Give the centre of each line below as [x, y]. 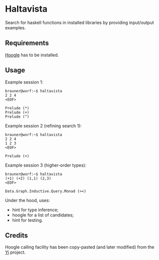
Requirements [27, 43]
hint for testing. [27, 220]
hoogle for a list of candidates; [43, 215]
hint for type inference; [35, 210]
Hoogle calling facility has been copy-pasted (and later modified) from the [80, 247]
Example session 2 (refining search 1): [44, 126]
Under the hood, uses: [28, 200]
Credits [17, 235]
